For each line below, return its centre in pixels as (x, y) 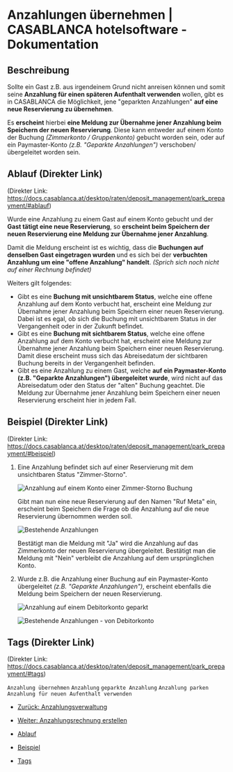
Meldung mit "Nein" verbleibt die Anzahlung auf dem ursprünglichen (115, 558)
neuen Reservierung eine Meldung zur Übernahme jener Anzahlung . (108, 234)
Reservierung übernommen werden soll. (75, 516)
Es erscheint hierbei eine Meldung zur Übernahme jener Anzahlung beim (114, 123)
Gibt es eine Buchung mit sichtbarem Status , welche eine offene (111, 333)
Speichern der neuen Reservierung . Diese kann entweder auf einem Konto (115, 130)
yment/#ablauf (29, 205)
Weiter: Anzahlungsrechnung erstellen (72, 720)
